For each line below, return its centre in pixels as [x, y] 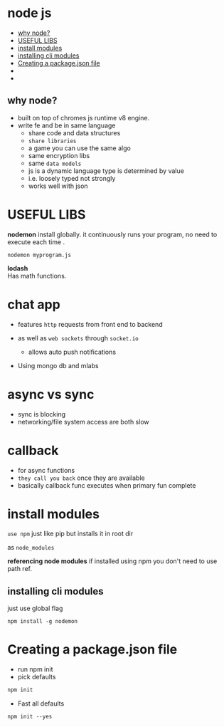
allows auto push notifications [72, 352]
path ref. [20, 569]
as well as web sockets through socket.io [78, 338]
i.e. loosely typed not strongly [72, 178]
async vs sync [51, 394]
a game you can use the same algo [80, 148]
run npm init [35, 669]
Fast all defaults [41, 704]
